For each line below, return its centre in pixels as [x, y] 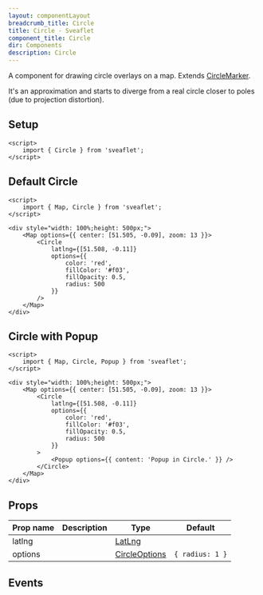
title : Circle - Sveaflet [51, 30]
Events [26, 583]
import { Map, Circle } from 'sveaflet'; [92, 207]
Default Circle [43, 182]
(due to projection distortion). [57, 100]
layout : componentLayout [49, 16]
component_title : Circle [49, 38]
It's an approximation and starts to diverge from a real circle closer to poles [131, 91]
